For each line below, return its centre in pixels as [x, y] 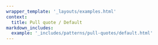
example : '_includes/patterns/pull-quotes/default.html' [82, 33]
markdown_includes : [30, 28]
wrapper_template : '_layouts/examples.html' [61, 11]
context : [17, 17]
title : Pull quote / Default [47, 22]
